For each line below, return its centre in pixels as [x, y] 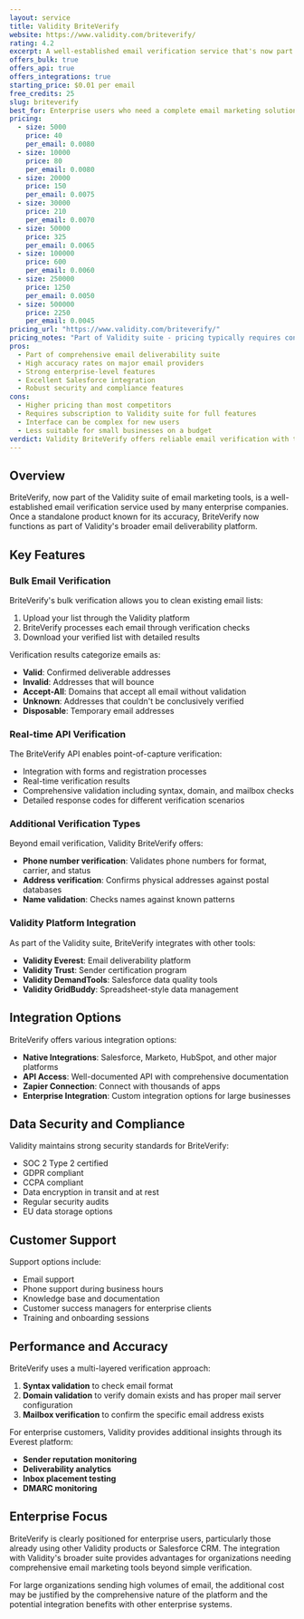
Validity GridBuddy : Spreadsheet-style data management [130, 989]
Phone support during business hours [93, 1289]
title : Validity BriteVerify [64, 26]
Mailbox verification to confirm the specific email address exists [143, 1415]
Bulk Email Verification [60, 581]
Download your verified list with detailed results [111, 637]
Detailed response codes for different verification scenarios [133, 800]
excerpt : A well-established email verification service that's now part [152, 52]
